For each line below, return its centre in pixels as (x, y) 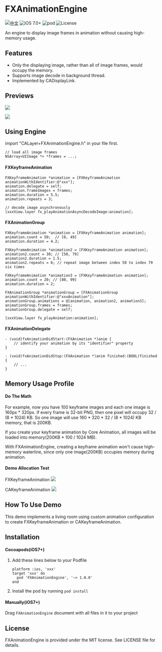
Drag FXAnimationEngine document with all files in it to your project (72, 613)
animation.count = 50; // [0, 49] (41, 237)
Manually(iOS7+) (23, 602)
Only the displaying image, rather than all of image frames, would (77, 65)
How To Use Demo (33, 505)
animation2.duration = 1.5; (33, 258)
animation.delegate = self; (33, 186)
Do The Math (18, 396)
